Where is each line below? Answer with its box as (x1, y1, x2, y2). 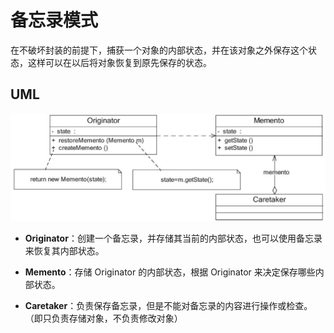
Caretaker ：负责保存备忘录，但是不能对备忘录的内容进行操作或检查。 (24, 300, 313, 312)
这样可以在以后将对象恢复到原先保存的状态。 (27, 56, 212, 68)
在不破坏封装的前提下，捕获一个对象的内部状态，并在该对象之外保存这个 (10, 44, 308, 56)
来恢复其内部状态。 (24, 245, 105, 257)
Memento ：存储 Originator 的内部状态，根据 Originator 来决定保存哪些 (24, 266, 316, 278)
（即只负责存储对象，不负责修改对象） (24, 312, 183, 325)
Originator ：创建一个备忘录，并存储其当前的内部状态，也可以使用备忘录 (24, 232, 323, 245)
